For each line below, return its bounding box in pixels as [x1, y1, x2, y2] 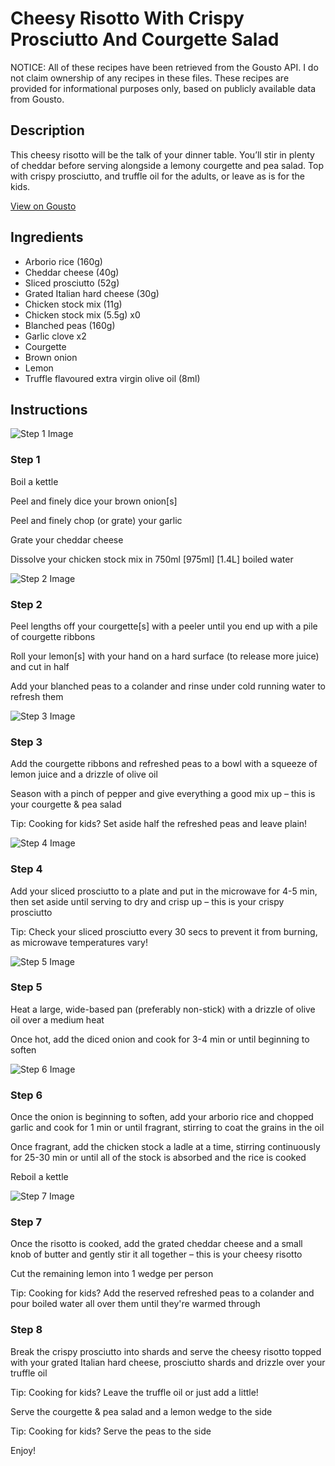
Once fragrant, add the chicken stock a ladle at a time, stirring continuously [10, 1141, 321, 1153]
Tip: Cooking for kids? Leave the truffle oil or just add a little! [10, 1386, 259, 1398]
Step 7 [10, 1215, 42, 1229]
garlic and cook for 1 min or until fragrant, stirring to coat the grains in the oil [10, 1122, 325, 1134]
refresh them [10, 690, 64, 702]
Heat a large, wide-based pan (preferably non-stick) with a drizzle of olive [10, 1003, 316, 1015]
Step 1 [10, 453, 41, 467]
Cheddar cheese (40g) [24, 266, 120, 278]
